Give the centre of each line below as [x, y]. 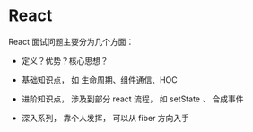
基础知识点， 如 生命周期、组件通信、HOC [100, 79]
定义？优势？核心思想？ [65, 60]
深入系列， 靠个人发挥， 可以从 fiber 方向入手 [105, 118]
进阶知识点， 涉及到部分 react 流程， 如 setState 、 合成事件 [132, 99]
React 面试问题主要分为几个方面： [71, 41]
